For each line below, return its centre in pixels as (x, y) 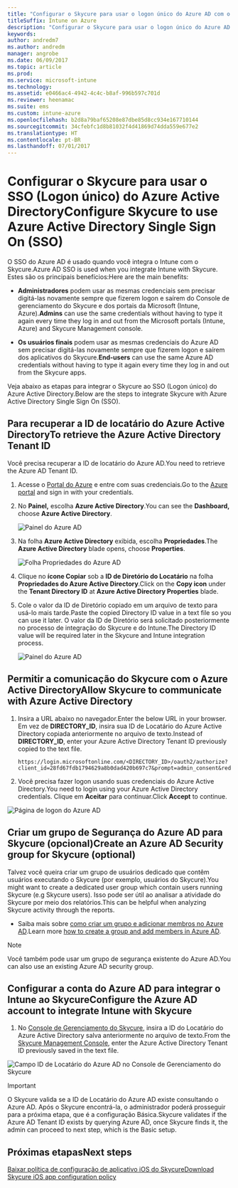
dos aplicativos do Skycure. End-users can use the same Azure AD (115, 357)
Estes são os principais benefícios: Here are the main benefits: (98, 277)
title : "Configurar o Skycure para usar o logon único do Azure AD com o (119, 14)
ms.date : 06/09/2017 (38, 61)
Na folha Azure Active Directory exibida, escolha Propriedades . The (118, 541)
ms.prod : (20, 73)
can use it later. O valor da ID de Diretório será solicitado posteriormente (123, 620)
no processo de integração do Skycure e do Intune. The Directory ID (117, 628)
